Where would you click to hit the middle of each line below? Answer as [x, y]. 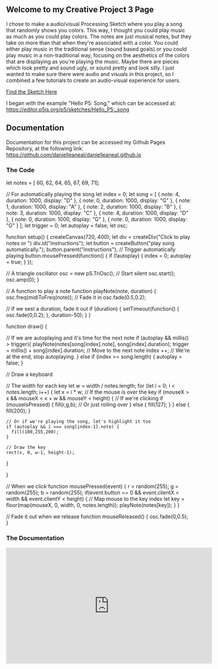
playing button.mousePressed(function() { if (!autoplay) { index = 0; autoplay [99, 255]
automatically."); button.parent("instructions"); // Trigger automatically [91, 249]
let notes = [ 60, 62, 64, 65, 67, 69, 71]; [53, 183]
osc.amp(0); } [23, 279]
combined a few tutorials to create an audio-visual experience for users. [93, 80]
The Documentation [35, 538]
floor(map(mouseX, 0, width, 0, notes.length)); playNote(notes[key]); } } [93, 505]
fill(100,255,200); [35, 432]
